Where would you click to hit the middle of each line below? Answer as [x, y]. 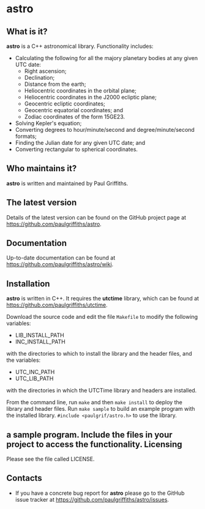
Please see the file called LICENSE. [50, 459]
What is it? [27, 32]
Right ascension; [45, 71]
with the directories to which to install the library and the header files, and [99, 354]
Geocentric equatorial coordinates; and [74, 110]
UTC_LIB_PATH [34, 378]
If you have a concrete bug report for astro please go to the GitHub [100, 493]
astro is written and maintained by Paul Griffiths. [67, 183]
